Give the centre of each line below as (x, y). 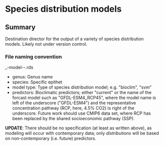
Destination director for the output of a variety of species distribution (74, 39)
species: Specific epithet (37, 82)
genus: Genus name (32, 77)
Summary (20, 27)
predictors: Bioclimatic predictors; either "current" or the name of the (82, 93)
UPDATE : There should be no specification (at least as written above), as (78, 128)
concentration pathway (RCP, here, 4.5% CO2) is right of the (73, 108)
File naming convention (34, 56)
